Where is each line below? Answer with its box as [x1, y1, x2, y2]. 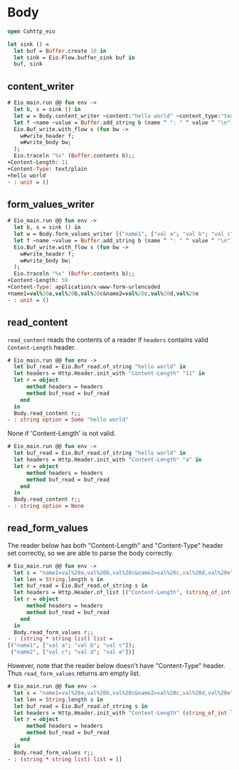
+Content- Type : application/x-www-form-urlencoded [7, 283, 161, 291]
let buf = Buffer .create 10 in [14, 47, 107, 54]
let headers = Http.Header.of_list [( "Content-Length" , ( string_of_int [14, 589, 231, 596]
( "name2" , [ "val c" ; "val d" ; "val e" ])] [10, 649, 135, 656]
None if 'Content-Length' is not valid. [7, 429, 116, 438]
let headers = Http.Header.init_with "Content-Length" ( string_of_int [14, 709, 228, 717]
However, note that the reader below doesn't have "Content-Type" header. [7, 662, 225, 670]
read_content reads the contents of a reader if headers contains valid [7, 335, 208, 344]
